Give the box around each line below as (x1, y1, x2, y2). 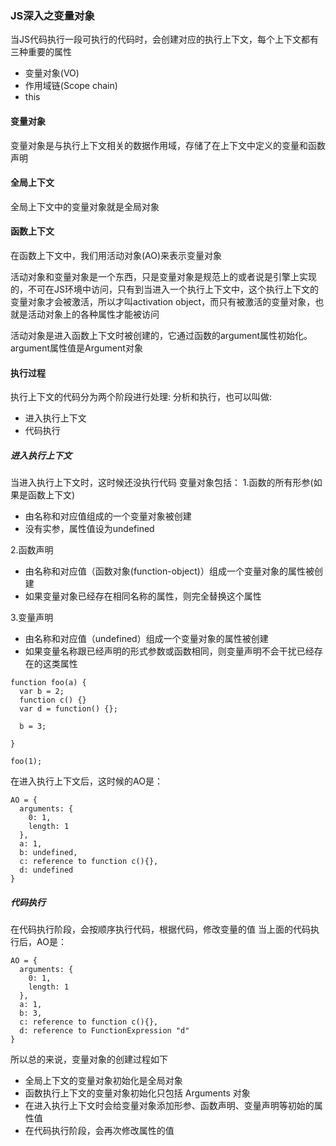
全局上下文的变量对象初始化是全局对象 (24, 1075, 183, 1087)
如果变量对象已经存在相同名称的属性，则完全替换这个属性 (24, 590, 262, 602)
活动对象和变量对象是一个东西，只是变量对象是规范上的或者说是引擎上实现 (10, 270, 317, 282)
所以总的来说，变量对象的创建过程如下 (10, 1053, 168, 1066)
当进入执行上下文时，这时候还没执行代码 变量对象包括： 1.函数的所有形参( (10, 477, 314, 489)
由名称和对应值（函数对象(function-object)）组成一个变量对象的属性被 (24, 565, 315, 577)
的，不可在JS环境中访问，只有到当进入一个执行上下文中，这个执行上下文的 (10, 283, 319, 295)
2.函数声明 (10, 544, 54, 556)
